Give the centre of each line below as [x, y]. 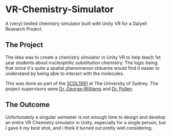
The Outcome [28, 105]
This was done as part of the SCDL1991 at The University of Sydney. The [82, 83]
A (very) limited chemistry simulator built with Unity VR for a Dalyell [76, 23]
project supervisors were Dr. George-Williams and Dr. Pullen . [69, 89]
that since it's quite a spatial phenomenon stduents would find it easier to [82, 68]
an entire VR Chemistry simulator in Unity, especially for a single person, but [86, 122]
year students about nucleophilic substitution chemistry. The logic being [81, 63]
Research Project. [24, 29]
